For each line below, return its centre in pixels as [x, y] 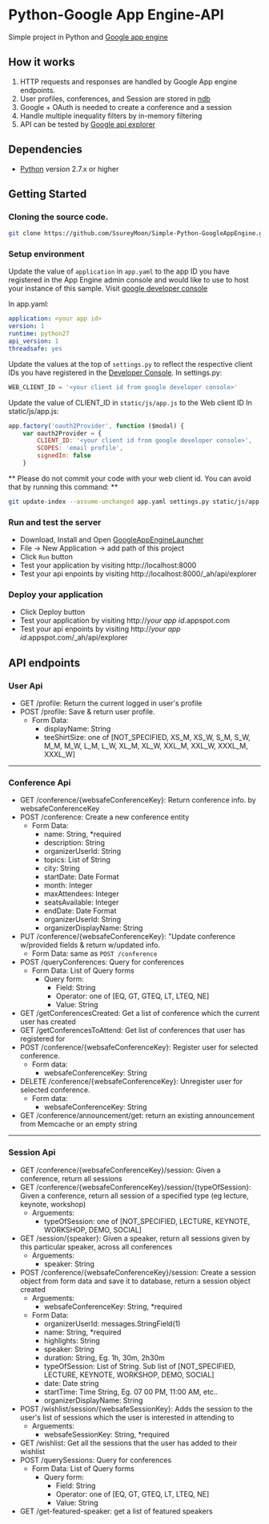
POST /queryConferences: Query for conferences [102, 962]
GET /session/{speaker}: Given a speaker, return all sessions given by [135, 1238]
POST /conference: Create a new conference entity [104, 817]
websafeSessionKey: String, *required [106, 1434]
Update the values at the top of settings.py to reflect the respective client [130, 364]
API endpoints [44, 662]
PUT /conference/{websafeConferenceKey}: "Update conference [128, 937]
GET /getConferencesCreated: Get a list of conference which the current [140, 1014]
